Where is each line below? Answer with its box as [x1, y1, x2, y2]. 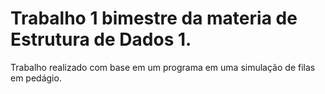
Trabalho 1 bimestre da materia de [10, 7, 298, 30]
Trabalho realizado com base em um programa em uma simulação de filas [10, 61, 316, 73]
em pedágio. [10, 72, 62, 84]
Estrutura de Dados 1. [10, 28, 192, 51]
